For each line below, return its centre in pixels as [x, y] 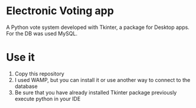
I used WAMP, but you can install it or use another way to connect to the [102, 80]
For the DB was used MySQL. [42, 33]
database [26, 86]
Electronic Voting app [60, 11]
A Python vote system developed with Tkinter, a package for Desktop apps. [98, 27]
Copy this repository [40, 73]
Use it [21, 58]
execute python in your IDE [48, 99]
